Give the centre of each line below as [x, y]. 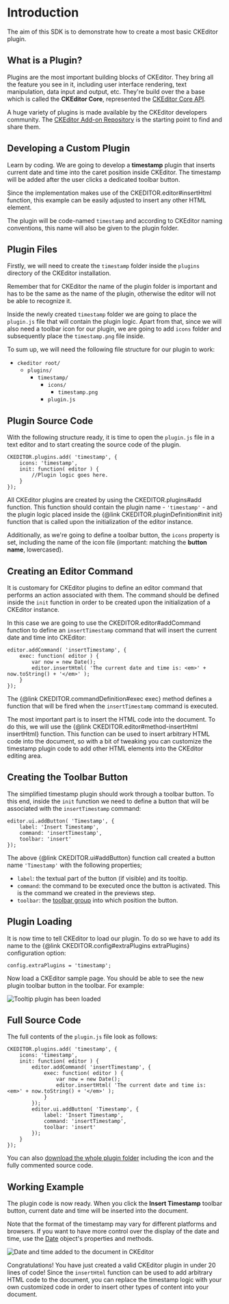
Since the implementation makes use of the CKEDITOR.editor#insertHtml [109, 193]
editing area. [25, 756]
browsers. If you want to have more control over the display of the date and [113, 1231]
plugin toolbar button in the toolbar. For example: [76, 985]
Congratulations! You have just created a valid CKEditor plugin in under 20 [111, 1265]
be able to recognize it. [39, 301]
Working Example [45, 1187]
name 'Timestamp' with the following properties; [75, 865]
